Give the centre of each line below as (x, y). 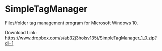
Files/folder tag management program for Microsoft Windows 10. (72, 23)
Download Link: (21, 32)
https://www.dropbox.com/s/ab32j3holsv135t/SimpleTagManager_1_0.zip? (81, 38)
